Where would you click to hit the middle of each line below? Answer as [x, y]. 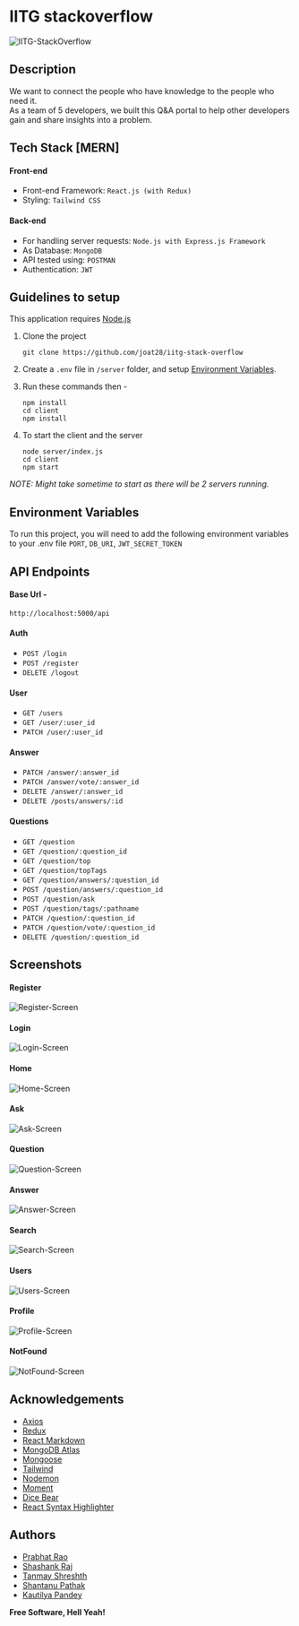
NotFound [28, 1352]
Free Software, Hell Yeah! [57, 1612]
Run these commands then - [75, 386]
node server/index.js [62, 452]
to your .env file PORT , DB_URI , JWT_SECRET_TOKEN [96, 543]
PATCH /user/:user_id [62, 732]
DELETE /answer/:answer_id [73, 792]
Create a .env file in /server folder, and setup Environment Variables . [149, 369]
